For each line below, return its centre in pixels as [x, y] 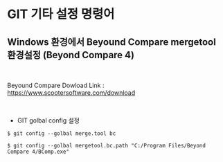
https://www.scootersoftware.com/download [71, 93]
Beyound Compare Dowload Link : [56, 85]
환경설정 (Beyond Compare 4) [71, 55]
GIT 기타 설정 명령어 [61, 14]
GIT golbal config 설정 [48, 120]
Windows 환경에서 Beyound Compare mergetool [111, 42]
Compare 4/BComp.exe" [38, 152]
